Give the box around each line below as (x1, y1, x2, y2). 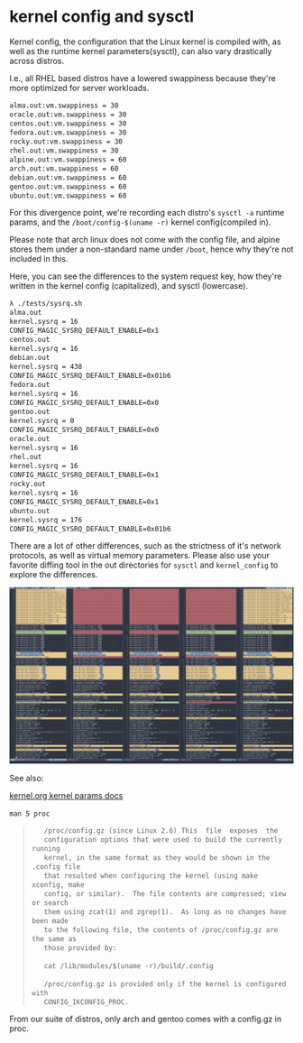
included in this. (9, 253, 69, 263)
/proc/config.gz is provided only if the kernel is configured (43, 980, 287, 989)
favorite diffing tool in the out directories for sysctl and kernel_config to (9, 559, 279, 570)
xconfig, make (31, 881, 85, 890)
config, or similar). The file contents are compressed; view (43, 890, 287, 899)
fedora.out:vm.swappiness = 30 (9, 128, 127, 137)
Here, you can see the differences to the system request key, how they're (9, 271, 282, 282)
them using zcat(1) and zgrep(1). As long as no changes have (43, 908, 287, 917)
